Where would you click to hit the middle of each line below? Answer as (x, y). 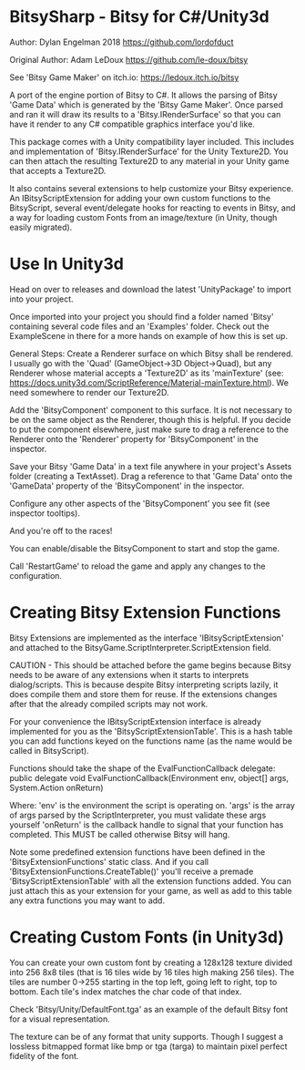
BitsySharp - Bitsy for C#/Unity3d (140, 17)
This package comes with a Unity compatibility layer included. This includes (152, 141)
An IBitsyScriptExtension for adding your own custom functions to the (140, 198)
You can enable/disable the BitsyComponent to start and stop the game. (145, 548)
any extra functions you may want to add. (87, 900)
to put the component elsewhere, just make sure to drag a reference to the (149, 429)
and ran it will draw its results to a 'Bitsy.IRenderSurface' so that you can (145, 114)
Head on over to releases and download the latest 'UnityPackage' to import (150, 289)
